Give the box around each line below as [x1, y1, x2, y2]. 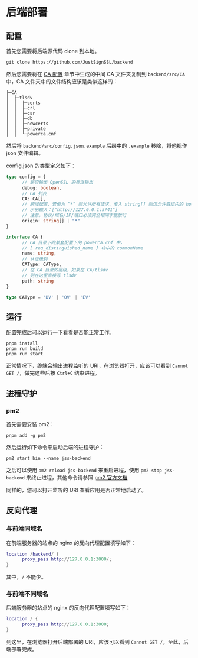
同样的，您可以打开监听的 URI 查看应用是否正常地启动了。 [6, 486, 147, 494]
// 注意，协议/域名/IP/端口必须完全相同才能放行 [21, 212, 127, 219]
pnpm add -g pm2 [6, 432, 46, 438]
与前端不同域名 [6, 589, 49, 598]
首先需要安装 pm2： [6, 420, 55, 427]
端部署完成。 [6, 646, 37, 653]
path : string [21, 278, 54, 284]
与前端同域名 [6, 524, 43, 533]
